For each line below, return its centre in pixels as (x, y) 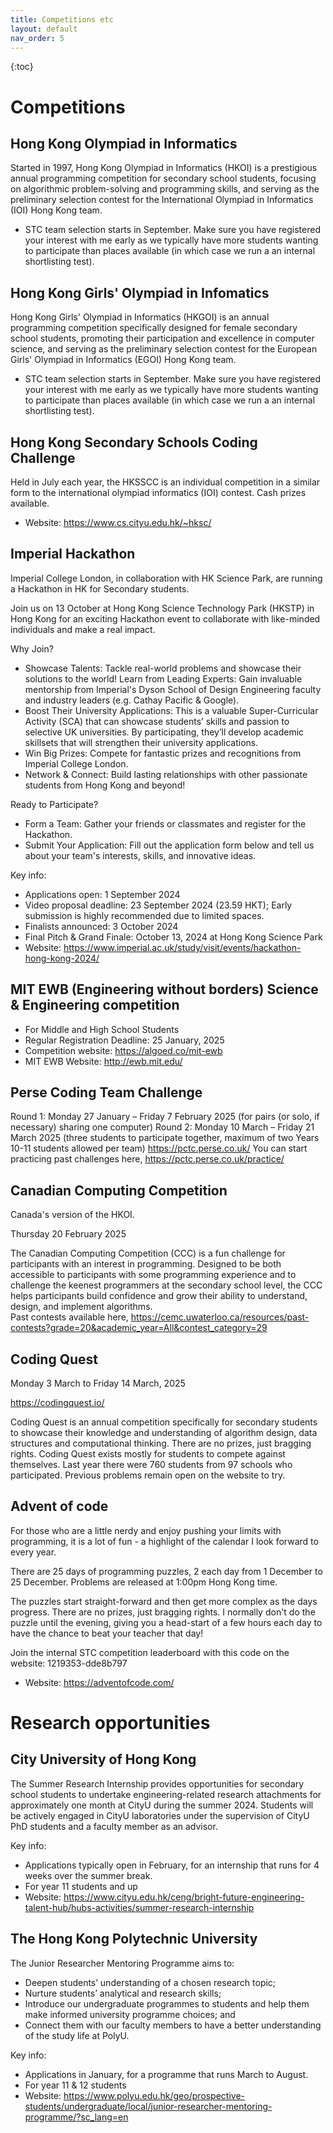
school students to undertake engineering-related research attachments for (166, 1794)
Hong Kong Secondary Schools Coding (134, 442)
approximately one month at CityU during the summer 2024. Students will (162, 1805)
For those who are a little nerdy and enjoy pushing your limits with (146, 1530)
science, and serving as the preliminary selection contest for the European (164, 349)
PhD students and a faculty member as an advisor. (114, 1826)
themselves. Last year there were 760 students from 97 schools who (151, 1465)
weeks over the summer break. (88, 1875)
